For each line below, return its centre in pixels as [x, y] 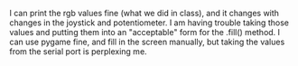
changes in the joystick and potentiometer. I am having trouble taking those [149, 23]
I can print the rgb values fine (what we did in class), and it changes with [144, 13]
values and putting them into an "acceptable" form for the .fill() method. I [145, 32]
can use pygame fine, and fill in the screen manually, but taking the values [147, 42]
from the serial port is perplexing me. [78, 52]
